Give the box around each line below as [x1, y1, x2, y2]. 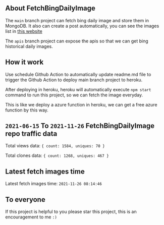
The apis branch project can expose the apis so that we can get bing [5, 38, 149, 44]
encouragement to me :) [5, 214, 57, 220]
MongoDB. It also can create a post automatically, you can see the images [5, 23, 159, 29]
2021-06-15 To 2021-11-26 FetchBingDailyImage [5, 122, 155, 130]
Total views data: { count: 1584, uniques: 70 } [5, 143, 105, 149]
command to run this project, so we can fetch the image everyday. [5, 92, 143, 98]
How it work [5, 58, 44, 67]
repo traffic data [5, 130, 58, 138]
